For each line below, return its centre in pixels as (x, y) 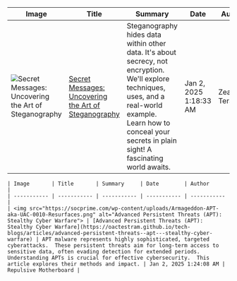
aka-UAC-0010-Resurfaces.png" (52, 215)
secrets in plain (152, 140)
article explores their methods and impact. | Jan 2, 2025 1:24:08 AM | (116, 264)
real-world (145, 105)
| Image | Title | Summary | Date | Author (109, 184)
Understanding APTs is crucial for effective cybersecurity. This (109, 258)
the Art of (85, 105)
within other (146, 43)
